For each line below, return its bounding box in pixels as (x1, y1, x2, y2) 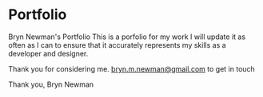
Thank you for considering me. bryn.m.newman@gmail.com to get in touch (8, 64, 256, 73)
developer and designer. (8, 48, 89, 58)
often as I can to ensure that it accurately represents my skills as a (8, 40, 226, 49)
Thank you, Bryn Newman (8, 80, 94, 89)
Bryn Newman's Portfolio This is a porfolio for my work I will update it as (8, 32, 246, 41)
